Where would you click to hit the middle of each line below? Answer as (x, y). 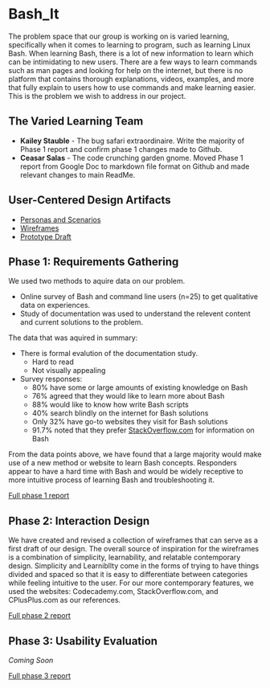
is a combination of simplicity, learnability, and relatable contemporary (125, 557)
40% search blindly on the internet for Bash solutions (120, 413)
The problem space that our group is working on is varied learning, (119, 36)
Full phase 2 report (39, 616)
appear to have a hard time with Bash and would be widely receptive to (126, 472)
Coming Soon (31, 660)
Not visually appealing (69, 371)
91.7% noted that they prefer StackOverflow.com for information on (143, 430)
